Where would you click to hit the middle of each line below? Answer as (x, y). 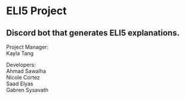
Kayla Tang (20, 53)
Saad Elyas (20, 84)
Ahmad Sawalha (26, 71)
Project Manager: (27, 47)
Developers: (21, 65)
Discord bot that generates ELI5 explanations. (93, 33)
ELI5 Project (36, 11)
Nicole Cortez (23, 77)
